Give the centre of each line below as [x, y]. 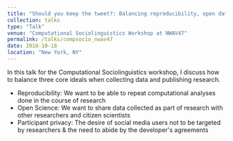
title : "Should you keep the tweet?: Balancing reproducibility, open [111, 14]
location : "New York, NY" [44, 53]
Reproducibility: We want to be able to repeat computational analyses [116, 93]
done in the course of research [61, 100]
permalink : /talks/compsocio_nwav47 [60, 40]
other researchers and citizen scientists [74, 115]
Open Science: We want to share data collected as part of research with [120, 108]
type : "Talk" [26, 26]
